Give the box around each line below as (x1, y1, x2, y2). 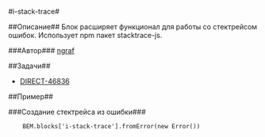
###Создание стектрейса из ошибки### (8, 107, 147, 116)
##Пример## (8, 92, 54, 101)
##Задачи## (8, 61, 51, 70)
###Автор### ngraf (8, 46, 75, 55)
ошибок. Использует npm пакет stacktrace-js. (8, 31, 163, 40)
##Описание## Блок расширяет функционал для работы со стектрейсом (8, 22, 258, 31)
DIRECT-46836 (19, 77, 70, 86)
